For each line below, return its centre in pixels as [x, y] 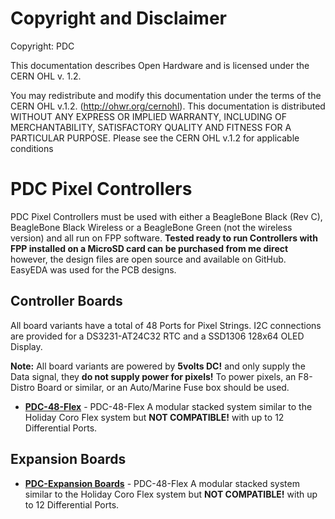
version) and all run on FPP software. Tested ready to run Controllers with [164, 238]
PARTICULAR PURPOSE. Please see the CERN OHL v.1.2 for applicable [155, 138]
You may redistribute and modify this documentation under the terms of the [166, 95]
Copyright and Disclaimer [119, 18]
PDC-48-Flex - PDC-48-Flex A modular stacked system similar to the [168, 406]
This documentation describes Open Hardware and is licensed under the [160, 65]
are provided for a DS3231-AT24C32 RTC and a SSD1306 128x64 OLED [157, 336]
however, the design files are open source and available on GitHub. [148, 259]
